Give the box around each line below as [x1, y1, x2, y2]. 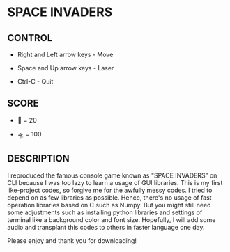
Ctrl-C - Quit [17, 77, 54, 86]
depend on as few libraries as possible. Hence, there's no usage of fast [7, 193, 212, 202]
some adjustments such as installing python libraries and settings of [7, 208, 203, 216]
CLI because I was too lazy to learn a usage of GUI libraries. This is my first [7, 178, 223, 187]
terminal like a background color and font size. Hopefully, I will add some [7, 215, 216, 223]
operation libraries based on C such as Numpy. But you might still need [7, 200, 211, 209]
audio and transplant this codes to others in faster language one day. [7, 223, 205, 231]
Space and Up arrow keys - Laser [17, 64, 114, 72]
